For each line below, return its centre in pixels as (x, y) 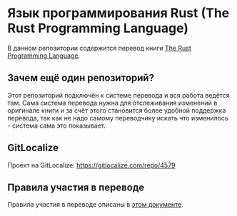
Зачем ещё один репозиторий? (81, 78)
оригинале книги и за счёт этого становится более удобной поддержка (117, 110)
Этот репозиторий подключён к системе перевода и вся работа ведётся (118, 95)
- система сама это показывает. (56, 125)
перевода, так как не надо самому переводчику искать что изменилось (118, 118)
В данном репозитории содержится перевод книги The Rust (99, 48)
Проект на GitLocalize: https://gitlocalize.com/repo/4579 (91, 165)
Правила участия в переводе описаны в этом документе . (95, 205)
